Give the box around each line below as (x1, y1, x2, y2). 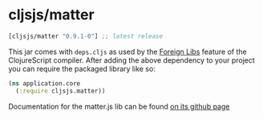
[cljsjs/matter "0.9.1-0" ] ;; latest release (8, 32, 163, 40)
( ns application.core (8, 79, 81, 88)
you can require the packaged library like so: (8, 64, 156, 73)
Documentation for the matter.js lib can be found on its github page (8, 101, 230, 111)
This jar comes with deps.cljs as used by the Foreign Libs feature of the (8, 47, 247, 56)
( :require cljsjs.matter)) (15, 87, 106, 95)
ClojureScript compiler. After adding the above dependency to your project (8, 55, 255, 65)
